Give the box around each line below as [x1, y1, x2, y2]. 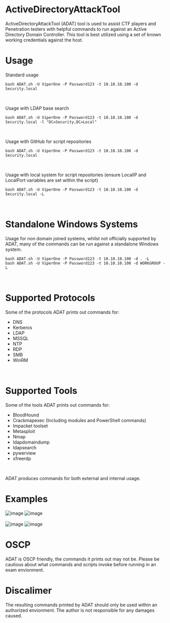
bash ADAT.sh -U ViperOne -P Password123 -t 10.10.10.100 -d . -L [5, 256, 150, 261]
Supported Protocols [5, 292, 95, 303]
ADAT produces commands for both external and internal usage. [5, 475, 141, 481]
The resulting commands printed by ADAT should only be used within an [5, 601, 157, 608]
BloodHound [12, 411, 39, 418]
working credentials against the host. [5, 37, 83, 43]
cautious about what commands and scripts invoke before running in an [5, 561, 157, 567]
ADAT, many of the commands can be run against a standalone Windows [5, 241, 159, 247]
